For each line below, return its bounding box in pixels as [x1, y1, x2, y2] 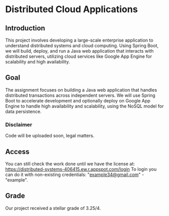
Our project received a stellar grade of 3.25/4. [5, 205, 101, 211]
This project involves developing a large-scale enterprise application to [5, 37, 153, 43]
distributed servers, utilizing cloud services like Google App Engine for [5, 53, 152, 59]
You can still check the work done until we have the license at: [5, 161, 135, 167]
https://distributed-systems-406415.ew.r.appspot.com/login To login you [5, 166, 157, 172]
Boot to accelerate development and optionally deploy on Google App [5, 97, 151, 103]
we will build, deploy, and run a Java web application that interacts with [5, 48, 154, 54]
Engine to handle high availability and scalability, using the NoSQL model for [5, 103, 164, 109]
